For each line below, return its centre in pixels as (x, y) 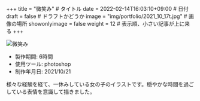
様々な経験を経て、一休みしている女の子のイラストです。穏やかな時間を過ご (100, 84)
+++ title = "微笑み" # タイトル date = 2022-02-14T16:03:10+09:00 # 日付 (97, 9)
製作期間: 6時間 (34, 56)
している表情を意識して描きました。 (51, 92)
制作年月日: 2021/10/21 (43, 71)
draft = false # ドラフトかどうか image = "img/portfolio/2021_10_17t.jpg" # (97, 16)
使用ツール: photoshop (43, 64)
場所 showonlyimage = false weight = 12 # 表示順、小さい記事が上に (101, 24)
